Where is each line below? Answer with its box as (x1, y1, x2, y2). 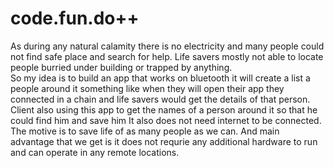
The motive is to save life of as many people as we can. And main (10, 125, 280, 137)
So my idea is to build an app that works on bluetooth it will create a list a (10, 72, 311, 84)
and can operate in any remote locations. (10, 146, 180, 158)
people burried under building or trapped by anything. (10, 61, 233, 73)
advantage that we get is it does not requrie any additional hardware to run (10, 135, 318, 147)
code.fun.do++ (10, 7, 140, 30)
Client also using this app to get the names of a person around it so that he (10, 103, 318, 116)
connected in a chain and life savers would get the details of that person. (10, 93, 311, 105)
